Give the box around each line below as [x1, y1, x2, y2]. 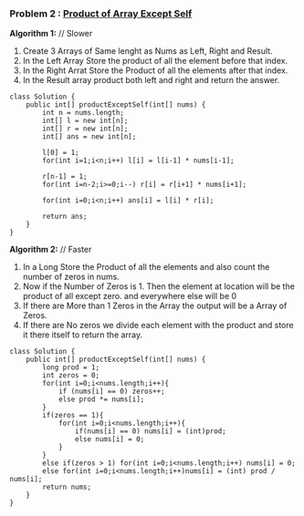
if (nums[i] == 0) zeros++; [58, 387, 166, 397]
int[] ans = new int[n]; [42, 132, 137, 141]
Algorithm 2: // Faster [9, 244, 92, 255]
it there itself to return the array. [22, 329, 143, 340]
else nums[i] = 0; [74, 435, 145, 444]
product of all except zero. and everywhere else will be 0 [22, 291, 237, 302]
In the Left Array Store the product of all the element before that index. [22, 56, 288, 67]
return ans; [42, 212, 89, 222]
